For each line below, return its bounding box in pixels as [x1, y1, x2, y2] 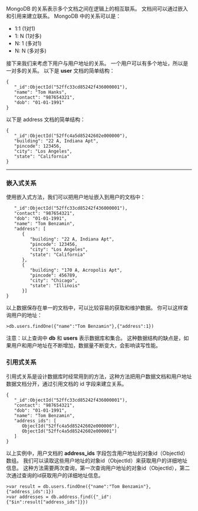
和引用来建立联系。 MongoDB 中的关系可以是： [6, 12, 121, 19]
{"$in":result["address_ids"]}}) [6, 499, 88, 505]
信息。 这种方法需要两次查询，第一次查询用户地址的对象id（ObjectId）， [6, 464, 180, 471]
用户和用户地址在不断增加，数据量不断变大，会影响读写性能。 [11, 342, 161, 349]
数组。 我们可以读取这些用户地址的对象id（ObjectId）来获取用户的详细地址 [6, 457, 187, 464]
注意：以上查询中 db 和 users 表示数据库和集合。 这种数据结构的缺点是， [6, 334, 184, 341]
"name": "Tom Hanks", [14, 89, 67, 95]
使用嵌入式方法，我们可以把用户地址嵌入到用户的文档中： [6, 194, 146, 201]
